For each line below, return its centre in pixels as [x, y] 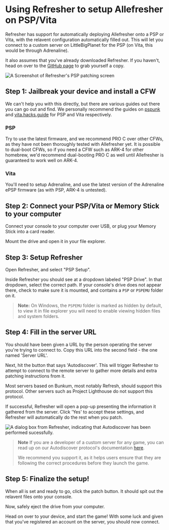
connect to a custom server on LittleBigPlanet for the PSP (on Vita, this [79, 45]
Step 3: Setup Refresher [44, 257]
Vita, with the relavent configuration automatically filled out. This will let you [84, 40]
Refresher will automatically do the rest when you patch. [64, 417]
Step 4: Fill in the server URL [51, 332]
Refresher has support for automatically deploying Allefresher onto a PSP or [84, 34]
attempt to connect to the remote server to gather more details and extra [81, 370]
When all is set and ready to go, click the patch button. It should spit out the [84, 491]
